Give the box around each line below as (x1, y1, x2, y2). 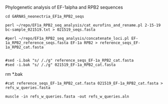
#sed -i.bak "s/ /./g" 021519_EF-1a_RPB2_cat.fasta (5, 62, 116, 67)
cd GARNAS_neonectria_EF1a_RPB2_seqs (5, 14, 85, 19)
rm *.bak (5, 71, 23, 77)
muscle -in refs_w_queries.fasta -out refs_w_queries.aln (5, 94, 129, 99)
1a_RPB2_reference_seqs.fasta (5, 40, 69, 45)
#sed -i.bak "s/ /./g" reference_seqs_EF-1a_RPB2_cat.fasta (5, 58, 134, 63)
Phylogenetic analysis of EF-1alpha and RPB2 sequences (5, 5, 123, 10)
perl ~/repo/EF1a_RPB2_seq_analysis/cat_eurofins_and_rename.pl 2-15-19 (5, 23, 161, 28)
